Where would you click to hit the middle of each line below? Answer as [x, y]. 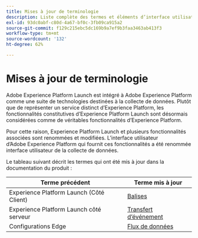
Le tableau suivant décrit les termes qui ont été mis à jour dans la [85, 161]
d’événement [145, 217]
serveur [20, 217]
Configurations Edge [38, 226]
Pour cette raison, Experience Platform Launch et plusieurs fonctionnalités [96, 131]
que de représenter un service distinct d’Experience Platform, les [85, 107]
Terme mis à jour [158, 182]
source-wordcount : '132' [37, 39]
